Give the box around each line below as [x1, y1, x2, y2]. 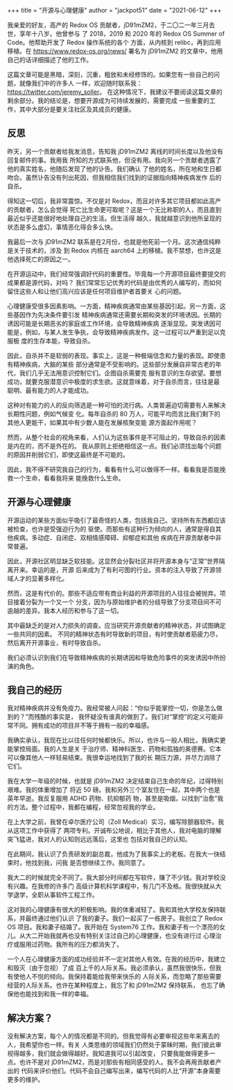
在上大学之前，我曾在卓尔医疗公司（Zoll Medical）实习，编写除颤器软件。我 [7, 817, 225, 826]
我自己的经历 [7, 684, 62, 697]
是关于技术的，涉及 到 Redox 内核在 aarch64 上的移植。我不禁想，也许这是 [7, 246, 222, 254]
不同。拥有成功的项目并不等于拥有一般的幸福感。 [12, 722, 153, 730]
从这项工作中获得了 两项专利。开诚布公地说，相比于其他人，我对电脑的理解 [7, 827, 222, 835]
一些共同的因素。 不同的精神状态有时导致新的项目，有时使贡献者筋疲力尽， [7, 630, 222, 638]
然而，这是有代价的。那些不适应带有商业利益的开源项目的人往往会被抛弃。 [7, 589, 220, 597]
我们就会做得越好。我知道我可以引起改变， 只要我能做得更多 [37, 1049, 209, 1058]
